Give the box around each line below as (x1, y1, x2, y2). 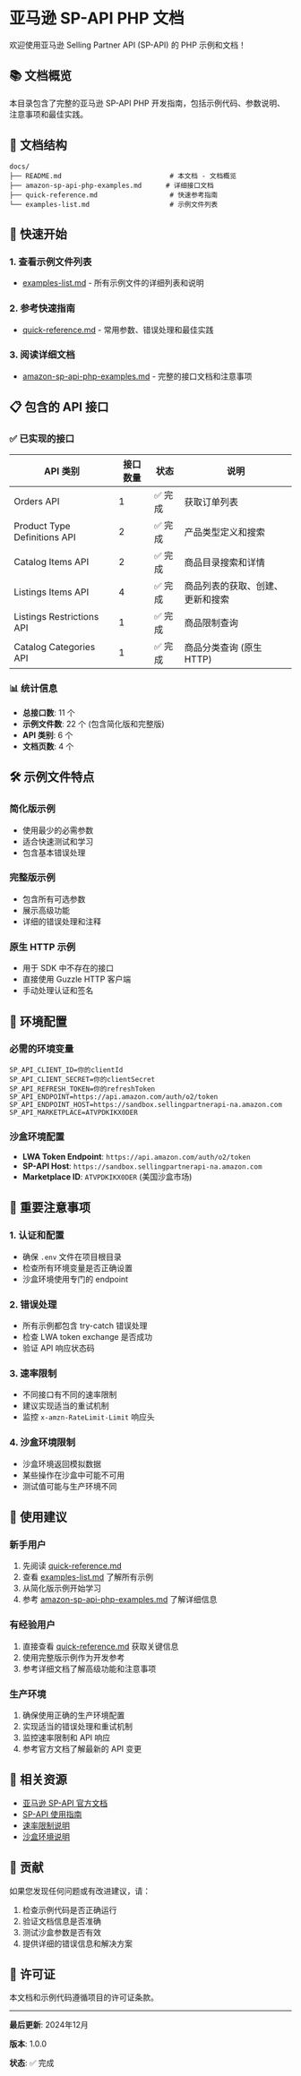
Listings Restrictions (13, 610, 99, 622)
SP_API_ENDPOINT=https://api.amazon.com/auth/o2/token (9, 1092, 219, 1102)
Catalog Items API (13, 555, 90, 568)
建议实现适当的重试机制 (21, 1401, 109, 1411)
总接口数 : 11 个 (21, 707, 76, 717)
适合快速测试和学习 (21, 836, 94, 846)
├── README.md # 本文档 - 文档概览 (9, 171, 237, 180)
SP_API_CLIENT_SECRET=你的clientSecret (9, 1075, 156, 1084)
